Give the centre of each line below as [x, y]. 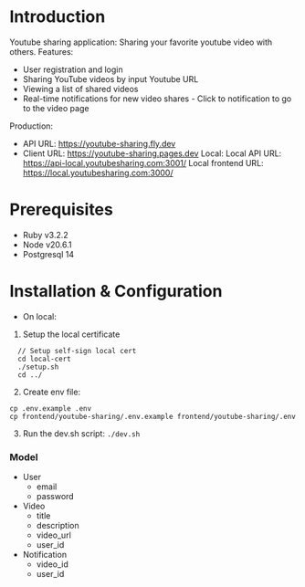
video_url [53, 535]
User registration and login [73, 69]
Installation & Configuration [116, 292]
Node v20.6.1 [47, 245]
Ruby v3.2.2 [45, 235]
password [55, 497]
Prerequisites [62, 210]
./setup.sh [38, 367]
